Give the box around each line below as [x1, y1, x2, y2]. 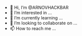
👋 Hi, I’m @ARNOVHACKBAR [9, 5, 69, 10]
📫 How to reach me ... [9, 26, 56, 31]
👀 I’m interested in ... [9, 10, 52, 16]
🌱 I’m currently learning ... [9, 15, 63, 20]
